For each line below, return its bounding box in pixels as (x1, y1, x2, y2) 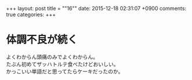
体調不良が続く (6, 33, 78, 46)
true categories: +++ (6, 11, 56, 18)
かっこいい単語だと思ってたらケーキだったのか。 (6, 68, 124, 75)
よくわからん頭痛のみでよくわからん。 (6, 53, 98, 60)
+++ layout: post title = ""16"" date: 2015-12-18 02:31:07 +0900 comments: (6, 5, 187, 12)
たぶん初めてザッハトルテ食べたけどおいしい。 (6, 60, 119, 67)
